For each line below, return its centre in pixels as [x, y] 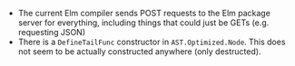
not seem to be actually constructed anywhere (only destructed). [139, 52]
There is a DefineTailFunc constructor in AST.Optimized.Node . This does [152, 42]
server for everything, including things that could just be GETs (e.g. [143, 23]
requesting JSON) [52, 32]
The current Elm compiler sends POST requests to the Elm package [144, 13]
